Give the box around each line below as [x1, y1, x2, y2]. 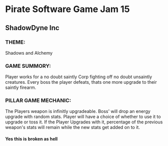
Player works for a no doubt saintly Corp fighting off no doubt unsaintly [5, 74, 152, 80]
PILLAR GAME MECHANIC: [5, 97, 71, 104]
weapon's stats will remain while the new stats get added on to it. [5, 124, 140, 130]
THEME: [5, 39, 26, 46]
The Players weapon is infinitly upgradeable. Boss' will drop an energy [5, 108, 150, 114]
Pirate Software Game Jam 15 [5, 4, 130, 15]
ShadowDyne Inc [5, 24, 60, 32]
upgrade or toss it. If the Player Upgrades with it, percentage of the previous [5, 119, 163, 125]
